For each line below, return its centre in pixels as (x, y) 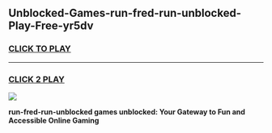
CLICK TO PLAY (40, 49)
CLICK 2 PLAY (36, 79)
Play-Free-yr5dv (51, 26)
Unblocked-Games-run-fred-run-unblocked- (125, 13)
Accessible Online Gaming (54, 120)
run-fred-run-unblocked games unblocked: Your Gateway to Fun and (127, 111)
